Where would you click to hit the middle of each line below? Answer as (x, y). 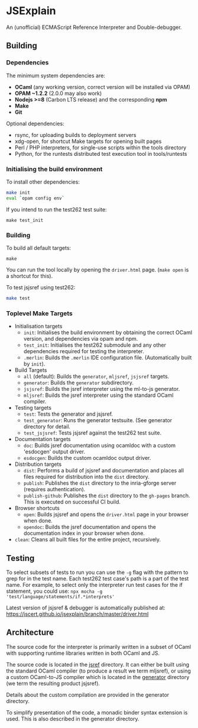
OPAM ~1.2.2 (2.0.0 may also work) (58, 93)
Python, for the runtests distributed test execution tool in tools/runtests (101, 154)
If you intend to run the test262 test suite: (57, 209)
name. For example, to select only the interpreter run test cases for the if (95, 585)
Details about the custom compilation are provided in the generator (88, 694)
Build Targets (31, 370)
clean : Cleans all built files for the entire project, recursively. (88, 540)
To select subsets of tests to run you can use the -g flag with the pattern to (97, 572)
